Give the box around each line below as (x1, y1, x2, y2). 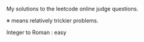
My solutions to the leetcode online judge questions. (6, 5, 139, 12)
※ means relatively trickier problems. (6, 17, 99, 24)
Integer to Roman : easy (6, 29, 67, 36)
